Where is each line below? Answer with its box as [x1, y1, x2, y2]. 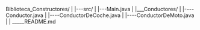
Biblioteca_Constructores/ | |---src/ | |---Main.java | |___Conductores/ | [5, 6, 181, 12]
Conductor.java [5, 12, 43, 19]
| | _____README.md [5, 18, 56, 25]
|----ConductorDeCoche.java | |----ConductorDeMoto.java [48, 12, 195, 19]
